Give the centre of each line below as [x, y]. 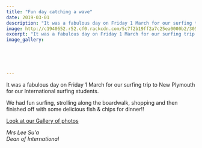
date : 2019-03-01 [28, 17]
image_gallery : [25, 40]
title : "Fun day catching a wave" [50, 12]
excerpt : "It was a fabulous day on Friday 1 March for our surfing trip [101, 34]
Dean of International [33, 139]
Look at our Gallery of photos [43, 121]
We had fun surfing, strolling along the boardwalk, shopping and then [92, 103]
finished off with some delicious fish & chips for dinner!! [75, 109]
